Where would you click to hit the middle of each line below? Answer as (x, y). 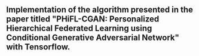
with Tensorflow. (38, 47)
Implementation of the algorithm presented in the (99, 10)
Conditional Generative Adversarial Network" (93, 38)
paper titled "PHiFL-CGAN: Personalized (83, 19)
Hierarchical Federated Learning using (79, 28)
